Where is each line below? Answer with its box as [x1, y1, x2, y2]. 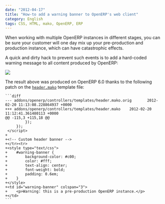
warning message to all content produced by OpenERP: [5, 60, 118, 66]
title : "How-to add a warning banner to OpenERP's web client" [5, 12, 139, 17]
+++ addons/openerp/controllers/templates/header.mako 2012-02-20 [5, 107, 152, 112]
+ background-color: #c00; [5, 154, 77, 159]
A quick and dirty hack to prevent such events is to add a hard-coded [5, 55, 147, 61]
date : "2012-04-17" [5, 7, 46, 12]
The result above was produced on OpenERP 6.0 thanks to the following [5, 79, 152, 85]
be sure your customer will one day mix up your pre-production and [5, 40, 144, 46]
